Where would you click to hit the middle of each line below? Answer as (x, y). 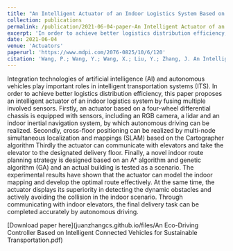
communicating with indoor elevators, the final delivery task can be (103, 204)
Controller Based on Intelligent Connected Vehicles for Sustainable (102, 232)
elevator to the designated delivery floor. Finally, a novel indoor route (105, 152)
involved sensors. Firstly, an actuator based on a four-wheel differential (109, 108)
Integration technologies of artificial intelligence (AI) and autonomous (106, 79)
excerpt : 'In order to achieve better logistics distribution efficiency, (118, 33)
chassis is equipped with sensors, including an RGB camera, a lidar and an (113, 115)
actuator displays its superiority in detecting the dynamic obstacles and (109, 189)
